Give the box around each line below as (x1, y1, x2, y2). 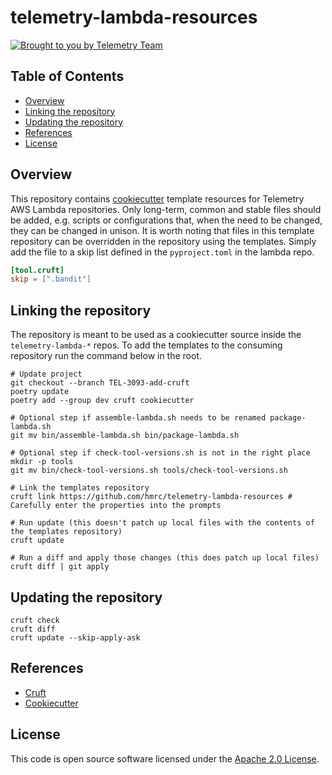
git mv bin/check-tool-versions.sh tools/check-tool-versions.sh (10, 466, 288, 476)
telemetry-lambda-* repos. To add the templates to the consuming (10, 339, 283, 351)
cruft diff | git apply (10, 562, 110, 572)
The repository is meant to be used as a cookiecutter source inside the (10, 329, 302, 341)
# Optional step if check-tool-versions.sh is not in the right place (10, 448, 311, 458)
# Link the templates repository (10, 483, 150, 493)
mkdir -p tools (10, 457, 74, 467)
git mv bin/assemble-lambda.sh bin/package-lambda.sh (10, 431, 240, 441)
